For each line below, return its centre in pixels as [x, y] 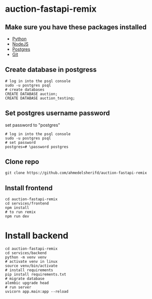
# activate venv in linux [31, 262]
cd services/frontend [27, 204]
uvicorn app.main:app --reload [37, 292]
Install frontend [29, 188]
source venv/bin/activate [31, 266]
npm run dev [17, 216]
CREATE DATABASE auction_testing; [40, 98]
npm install [17, 208]
